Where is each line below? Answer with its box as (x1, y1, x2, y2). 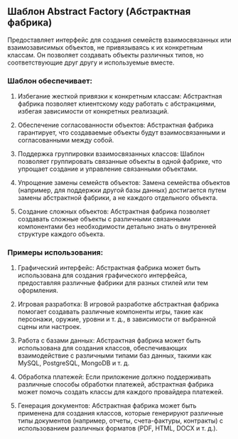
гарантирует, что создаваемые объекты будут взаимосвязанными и (17, 128, 226, 137)
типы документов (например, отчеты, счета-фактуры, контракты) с (17, 416, 224, 425)
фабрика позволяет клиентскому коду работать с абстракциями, (17, 99, 217, 109)
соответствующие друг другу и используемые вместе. (7, 58, 175, 67)
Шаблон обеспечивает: (7, 76, 93, 86)
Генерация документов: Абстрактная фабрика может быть (17, 401, 197, 410)
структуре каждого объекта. (17, 230, 105, 238)
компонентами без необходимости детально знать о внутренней (17, 223, 217, 231)
